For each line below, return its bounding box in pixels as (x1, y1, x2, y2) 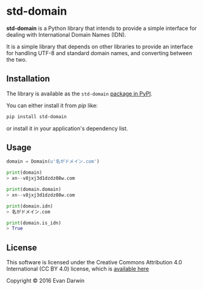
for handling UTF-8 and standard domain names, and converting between (6, 49, 193, 56)
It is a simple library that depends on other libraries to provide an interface (6, 43, 194, 50)
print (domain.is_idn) (6, 220, 62, 226)
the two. (6, 56, 28, 63)
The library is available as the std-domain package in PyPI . (6, 90, 153, 97)
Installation (6, 73, 50, 84)
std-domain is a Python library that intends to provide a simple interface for (6, 24, 197, 32)
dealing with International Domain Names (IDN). (6, 31, 127, 38)
